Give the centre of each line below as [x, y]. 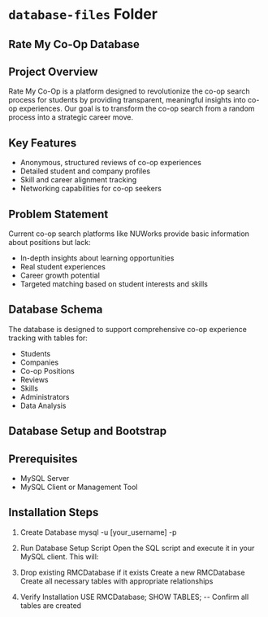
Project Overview [53, 71]
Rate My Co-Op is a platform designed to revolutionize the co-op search [129, 91]
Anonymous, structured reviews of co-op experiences [110, 163]
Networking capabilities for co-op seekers [91, 189]
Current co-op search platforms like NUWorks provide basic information [129, 234]
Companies [39, 362]
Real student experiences [63, 267]
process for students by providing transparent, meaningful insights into [127, 100]
